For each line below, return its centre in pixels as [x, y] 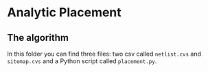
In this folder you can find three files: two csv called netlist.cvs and [104, 54]
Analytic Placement [64, 13]
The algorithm [38, 38]
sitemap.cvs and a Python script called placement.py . [82, 61]
